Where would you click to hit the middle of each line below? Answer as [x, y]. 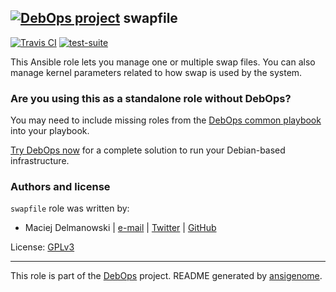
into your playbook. [50, 131]
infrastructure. [40, 161]
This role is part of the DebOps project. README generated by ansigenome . [166, 276]
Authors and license [60, 187]
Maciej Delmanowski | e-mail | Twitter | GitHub [120, 228]
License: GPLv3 [42, 247]
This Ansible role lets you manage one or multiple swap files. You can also [163, 62]
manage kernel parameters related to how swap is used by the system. [156, 72]
